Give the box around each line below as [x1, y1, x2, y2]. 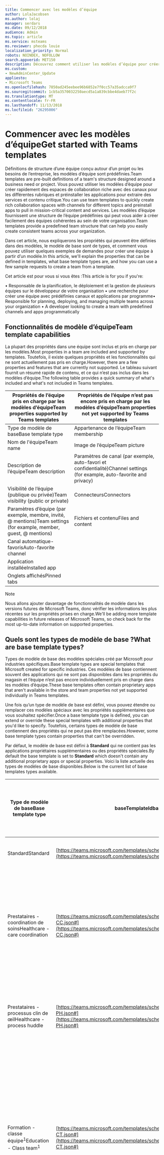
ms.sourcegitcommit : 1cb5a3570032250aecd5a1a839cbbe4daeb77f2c [5, 89, 137, 94]
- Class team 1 [7, 1143, 41, 1151]
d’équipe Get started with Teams [5, 139, 138, 150]
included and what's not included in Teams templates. [5, 380, 114, 386]
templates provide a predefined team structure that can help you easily [5, 223, 148, 228]
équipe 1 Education [7, 1136, 49, 1144]
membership [74, 430, 103, 437]
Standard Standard [7, 850, 50, 857]
